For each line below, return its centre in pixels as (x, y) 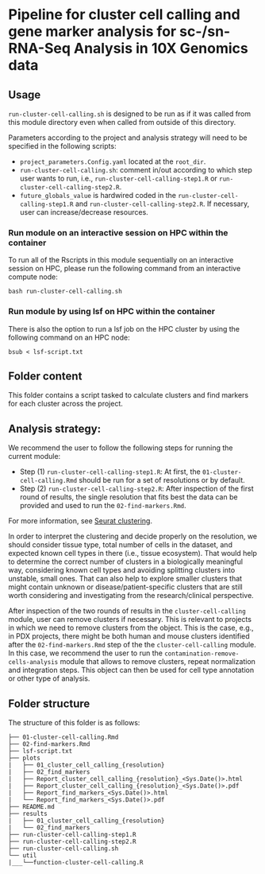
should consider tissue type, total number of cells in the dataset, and (120, 545)
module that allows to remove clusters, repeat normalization (158, 662)
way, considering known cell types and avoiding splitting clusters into (122, 570)
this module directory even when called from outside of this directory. (122, 122)
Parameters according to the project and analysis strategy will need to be (128, 138)
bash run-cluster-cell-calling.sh (65, 292)
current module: (35, 456)
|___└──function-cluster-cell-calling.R (76, 863)
